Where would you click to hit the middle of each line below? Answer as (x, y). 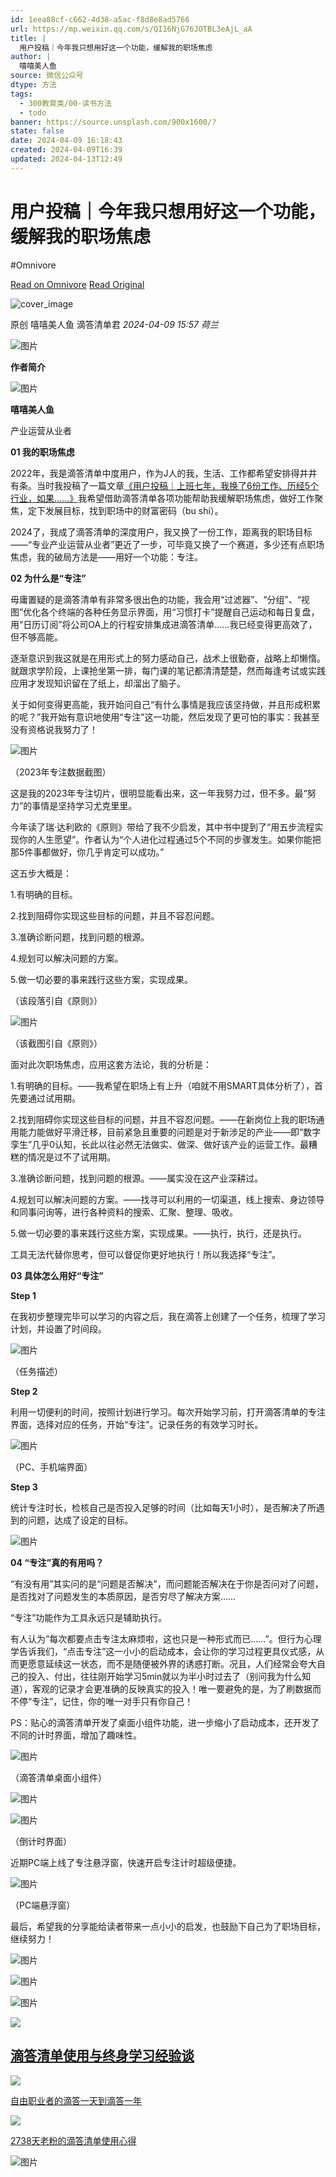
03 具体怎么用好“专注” (57, 1275)
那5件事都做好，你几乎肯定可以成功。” (87, 852)
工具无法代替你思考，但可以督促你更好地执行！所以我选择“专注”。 (146, 1254)
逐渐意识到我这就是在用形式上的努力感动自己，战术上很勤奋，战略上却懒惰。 (168, 658)
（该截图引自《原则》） (56, 1043)
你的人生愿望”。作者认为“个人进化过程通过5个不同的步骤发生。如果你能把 (170, 839)
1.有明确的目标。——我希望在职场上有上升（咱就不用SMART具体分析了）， (162, 1085)
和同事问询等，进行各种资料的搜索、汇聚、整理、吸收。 (124, 1212)
